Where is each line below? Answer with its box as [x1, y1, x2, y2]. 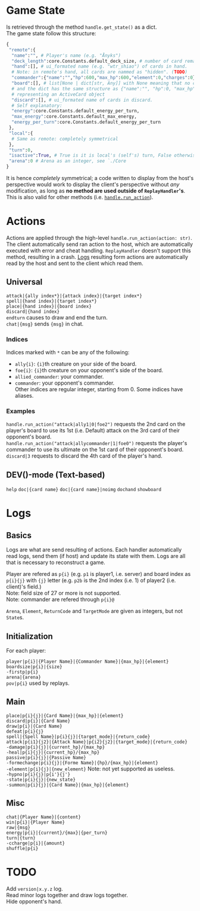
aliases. [14, 392, 34, 400]
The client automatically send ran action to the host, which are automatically [6, 240, 193, 248]
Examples [6, 407, 36, 416]
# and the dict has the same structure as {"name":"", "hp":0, [11, 86, 171, 92]
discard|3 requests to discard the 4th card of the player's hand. [6, 452, 162, 459]
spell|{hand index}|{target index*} [6, 298, 97, 304]
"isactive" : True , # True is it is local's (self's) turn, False [8, 153, 171, 159]
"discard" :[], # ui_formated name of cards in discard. [11, 97, 153, 103]
